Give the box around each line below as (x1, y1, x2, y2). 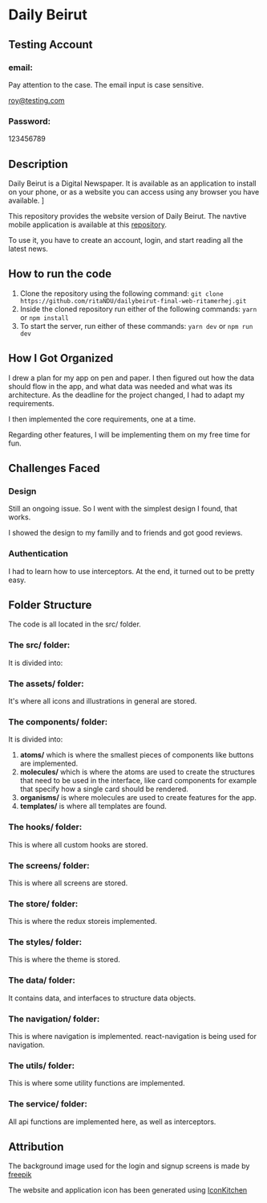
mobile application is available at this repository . (8, 220, 167, 229)
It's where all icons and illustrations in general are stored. (8, 696, 197, 705)
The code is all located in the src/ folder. (8, 619, 142, 629)
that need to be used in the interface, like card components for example (19, 776, 257, 786)
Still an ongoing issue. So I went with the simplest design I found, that (8, 504, 238, 514)
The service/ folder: (8, 1098, 88, 1110)
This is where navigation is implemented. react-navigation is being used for (8, 1032, 257, 1041)
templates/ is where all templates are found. (19, 802, 167, 811)
